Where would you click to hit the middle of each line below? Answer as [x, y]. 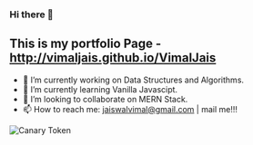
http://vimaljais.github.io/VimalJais [113, 58]
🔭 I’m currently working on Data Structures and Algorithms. [133, 80]
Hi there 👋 [32, 14]
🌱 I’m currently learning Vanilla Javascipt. [100, 89]
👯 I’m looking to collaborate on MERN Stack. [105, 99]
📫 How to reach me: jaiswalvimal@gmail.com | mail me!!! [130, 109]
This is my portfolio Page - [86, 44]
